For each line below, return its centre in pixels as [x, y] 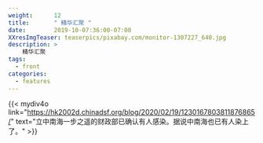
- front [28, 67]
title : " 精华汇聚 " [50, 23]
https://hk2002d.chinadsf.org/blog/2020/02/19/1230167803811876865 [141, 112]
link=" [18, 112]
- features [33, 81]
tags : [17, 60]
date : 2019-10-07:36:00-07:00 [70, 30]
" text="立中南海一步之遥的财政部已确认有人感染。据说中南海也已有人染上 [130, 121]
